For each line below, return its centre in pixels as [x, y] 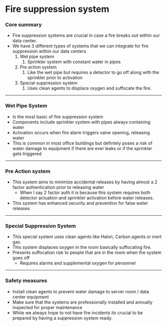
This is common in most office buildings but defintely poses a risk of [82, 143]
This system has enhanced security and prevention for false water [80, 203]
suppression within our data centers [49, 51]
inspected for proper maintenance [47, 307]
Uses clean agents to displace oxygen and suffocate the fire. [89, 88]
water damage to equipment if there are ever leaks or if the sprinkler [82, 148]
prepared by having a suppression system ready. [62, 318]
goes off [21, 258]
